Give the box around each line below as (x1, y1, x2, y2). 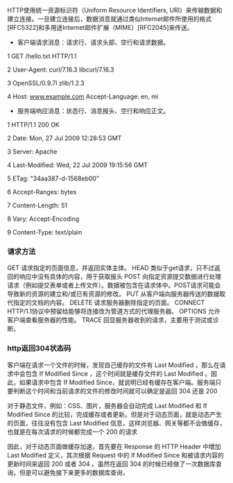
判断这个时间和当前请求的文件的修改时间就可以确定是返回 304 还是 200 (12, 387, 218, 395)
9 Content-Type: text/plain (7, 228, 83, 236)
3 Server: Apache (7, 148, 58, 155)
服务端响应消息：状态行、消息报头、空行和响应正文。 (17, 107, 170, 115)
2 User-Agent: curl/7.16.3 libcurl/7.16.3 (7, 65, 114, 74)
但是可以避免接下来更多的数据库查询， (19, 468, 129, 477)
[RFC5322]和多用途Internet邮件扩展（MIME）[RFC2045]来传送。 (7, 24, 193, 31)
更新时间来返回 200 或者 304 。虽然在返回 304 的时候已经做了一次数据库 (7, 459, 216, 468)
